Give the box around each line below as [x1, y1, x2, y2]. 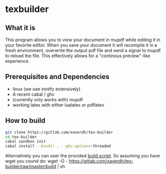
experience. [5, 58, 30, 64]
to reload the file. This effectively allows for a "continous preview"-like [5, 53, 150, 59]
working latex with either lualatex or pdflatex [12, 102, 104, 108]
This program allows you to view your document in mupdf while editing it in [5, 37, 160, 43]
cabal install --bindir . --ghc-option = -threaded [5, 144, 111, 149]
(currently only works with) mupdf [12, 96, 83, 102]
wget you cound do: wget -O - [5, 158, 68, 164]
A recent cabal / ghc [12, 91, 55, 97]
